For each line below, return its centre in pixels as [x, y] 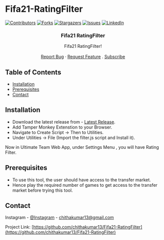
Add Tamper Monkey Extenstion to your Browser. [62, 127]
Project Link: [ [19, 227]
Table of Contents [33, 72]
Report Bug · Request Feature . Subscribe [83, 57]
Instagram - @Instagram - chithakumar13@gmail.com [60, 217]
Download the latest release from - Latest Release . [64, 122]
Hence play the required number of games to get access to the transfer [85, 185]
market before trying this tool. [42, 190]
